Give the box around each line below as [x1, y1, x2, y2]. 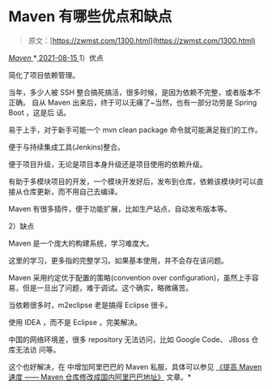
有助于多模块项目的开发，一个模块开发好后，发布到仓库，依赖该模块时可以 [8, 176, 257, 186]
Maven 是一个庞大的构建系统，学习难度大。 [8, 238, 154, 248]
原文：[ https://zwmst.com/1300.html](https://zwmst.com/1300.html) [28, 36, 256, 45]
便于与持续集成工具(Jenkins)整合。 [8, 142, 125, 152]
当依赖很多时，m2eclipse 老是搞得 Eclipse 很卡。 [8, 300, 172, 310]
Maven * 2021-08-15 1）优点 [8, 53, 104, 62]
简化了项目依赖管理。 [8, 70, 79, 79]
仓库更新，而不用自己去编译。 [22, 186, 122, 196]
